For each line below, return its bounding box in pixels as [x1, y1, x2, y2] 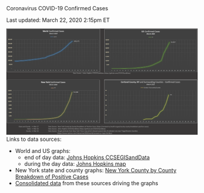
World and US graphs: [15, 147, 71, 155]
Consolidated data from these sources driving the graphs [15, 180, 158, 187]
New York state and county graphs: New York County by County [15, 167, 177, 174]
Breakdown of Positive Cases [15, 173, 89, 180]
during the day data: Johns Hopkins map [24, 160, 126, 168]
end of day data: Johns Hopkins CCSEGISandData [24, 154, 150, 161]
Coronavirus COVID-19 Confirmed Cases [6, 5, 108, 12]
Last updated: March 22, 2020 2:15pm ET [6, 16, 110, 24]
